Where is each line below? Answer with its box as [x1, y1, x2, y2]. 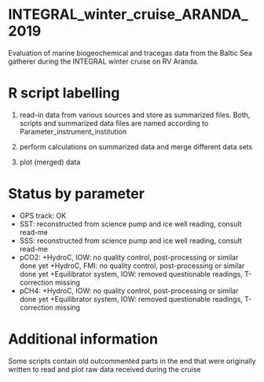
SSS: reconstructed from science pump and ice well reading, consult [19, 236, 242, 245]
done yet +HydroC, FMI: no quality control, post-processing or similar [19, 261, 245, 270]
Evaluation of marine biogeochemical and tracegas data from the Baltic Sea [8, 48, 253, 57]
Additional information [8, 330, 159, 347]
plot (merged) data [19, 157, 81, 167]
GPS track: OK [19, 211, 67, 220]
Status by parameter [8, 185, 145, 203]
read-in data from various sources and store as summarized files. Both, [19, 110, 251, 119]
